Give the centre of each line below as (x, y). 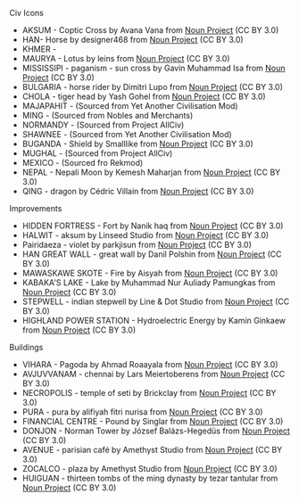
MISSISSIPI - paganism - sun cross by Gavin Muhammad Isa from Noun (154, 68)
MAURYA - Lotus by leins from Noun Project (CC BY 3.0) (126, 58)
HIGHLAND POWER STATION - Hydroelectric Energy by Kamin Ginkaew (154, 321)
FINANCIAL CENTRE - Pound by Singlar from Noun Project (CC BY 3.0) (153, 421)
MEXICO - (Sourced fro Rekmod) (83, 163)
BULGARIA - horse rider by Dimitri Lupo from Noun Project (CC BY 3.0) (153, 87)
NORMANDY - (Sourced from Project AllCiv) (103, 125)
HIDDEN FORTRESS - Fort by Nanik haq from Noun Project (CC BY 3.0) (153, 226)
